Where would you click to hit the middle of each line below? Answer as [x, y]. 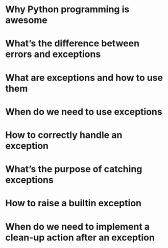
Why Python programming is [67, 9]
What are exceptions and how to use [84, 78]
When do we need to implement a [78, 226]
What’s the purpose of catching [74, 169]
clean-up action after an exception [80, 237]
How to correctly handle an [64, 135]
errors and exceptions [53, 54]
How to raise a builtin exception [74, 203]
